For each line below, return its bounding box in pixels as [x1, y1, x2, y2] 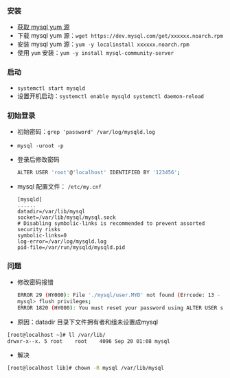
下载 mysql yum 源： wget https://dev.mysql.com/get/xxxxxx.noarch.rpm [16, 32, 223, 40]
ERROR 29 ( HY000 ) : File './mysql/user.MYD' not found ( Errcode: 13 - [16, 292, 221, 299]
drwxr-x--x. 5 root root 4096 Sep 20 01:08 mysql [7, 338, 170, 344]
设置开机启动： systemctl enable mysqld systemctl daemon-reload [16, 91, 205, 100]
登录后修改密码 [16, 155, 60, 163]
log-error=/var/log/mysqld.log [16, 238, 107, 245]
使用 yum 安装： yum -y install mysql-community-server [16, 49, 174, 57]
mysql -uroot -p [16, 142, 64, 149]
